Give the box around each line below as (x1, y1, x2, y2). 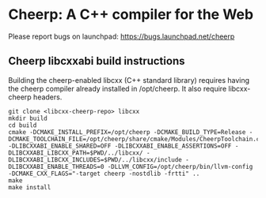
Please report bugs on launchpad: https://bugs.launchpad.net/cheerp (8, 32, 235, 41)
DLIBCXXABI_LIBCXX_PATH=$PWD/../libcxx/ (8, 148, 144, 157)
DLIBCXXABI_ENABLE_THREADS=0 (8, 163, 104, 170)
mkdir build (8, 114, 47, 122)
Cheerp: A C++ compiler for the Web (8, 6, 254, 24)
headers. (32, 92, 63, 102)
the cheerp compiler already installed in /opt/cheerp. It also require (8, 84, 227, 93)
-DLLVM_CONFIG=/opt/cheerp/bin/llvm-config (107, 163, 253, 170)
